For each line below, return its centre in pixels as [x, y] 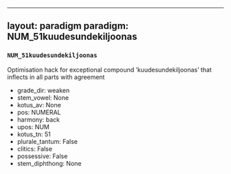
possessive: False [42, 156]
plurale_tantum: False [47, 141]
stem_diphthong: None [49, 163]
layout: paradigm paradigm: [68, 26]
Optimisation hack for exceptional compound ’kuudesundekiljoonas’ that [109, 69]
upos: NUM [33, 127]
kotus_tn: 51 [34, 134]
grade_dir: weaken [43, 90]
